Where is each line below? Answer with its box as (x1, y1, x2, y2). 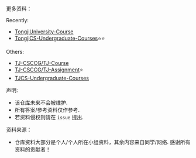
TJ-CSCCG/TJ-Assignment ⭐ (14, 66, 84, 73)
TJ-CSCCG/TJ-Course (14, 60, 69, 66)
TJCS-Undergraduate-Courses (14, 75, 90, 81)
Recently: (6, 17, 29, 23)
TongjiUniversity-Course (14, 28, 74, 35)
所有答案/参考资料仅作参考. (14, 107, 80, 113)
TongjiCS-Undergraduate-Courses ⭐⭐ (14, 35, 105, 42)
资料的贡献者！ (14, 146, 51, 153)
